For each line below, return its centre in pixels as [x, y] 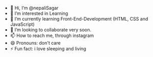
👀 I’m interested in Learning [39, 13]
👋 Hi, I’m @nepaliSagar [34, 8]
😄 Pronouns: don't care [35, 43]
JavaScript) [22, 24]
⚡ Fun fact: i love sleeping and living [48, 49]
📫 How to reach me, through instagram [52, 35]
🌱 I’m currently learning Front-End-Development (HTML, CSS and [79, 19]
